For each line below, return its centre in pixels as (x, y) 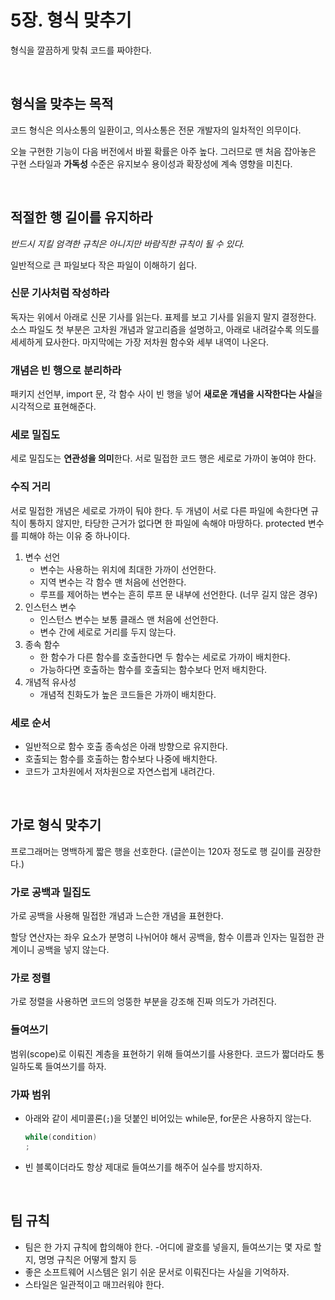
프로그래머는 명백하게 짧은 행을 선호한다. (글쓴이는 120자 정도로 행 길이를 (152, 851)
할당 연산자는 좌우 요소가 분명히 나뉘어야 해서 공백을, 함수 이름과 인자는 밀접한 (162, 937)
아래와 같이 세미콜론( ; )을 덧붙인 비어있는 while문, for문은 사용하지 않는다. (168, 1118)
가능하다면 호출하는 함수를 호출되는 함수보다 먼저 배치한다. (153, 669)
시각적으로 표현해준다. (53, 407)
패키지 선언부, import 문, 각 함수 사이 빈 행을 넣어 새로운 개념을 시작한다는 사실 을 (166, 394)
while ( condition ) (61, 1137)
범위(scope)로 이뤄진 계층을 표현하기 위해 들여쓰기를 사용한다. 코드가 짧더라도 (162, 1053)
